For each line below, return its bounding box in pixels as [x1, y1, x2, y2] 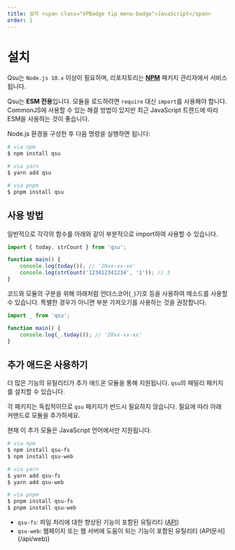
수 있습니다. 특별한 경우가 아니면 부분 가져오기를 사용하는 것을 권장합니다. [7, 298, 207, 306]
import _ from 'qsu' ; [7, 312, 71, 319]
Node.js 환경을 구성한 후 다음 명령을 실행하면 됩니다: [7, 130, 150, 138]
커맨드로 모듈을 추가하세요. [7, 411, 80, 420]
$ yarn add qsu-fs [7, 472, 61, 479]
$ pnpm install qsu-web [7, 504, 77, 511]
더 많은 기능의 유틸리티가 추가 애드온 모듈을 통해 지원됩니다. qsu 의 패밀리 [7, 379, 205, 387]
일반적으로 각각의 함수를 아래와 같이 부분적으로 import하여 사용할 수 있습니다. [7, 229, 218, 238]
